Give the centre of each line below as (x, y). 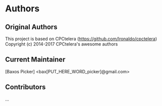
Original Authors (31, 27)
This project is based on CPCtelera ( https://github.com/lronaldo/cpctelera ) (81, 39)
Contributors (26, 87)
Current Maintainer (35, 60)
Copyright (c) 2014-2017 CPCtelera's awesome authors (61, 44)
